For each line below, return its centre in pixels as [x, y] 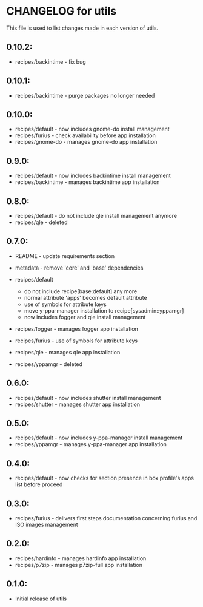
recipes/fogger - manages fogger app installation [76, 328]
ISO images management [47, 525]
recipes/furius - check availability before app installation [85, 135]
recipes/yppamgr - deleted [49, 364]
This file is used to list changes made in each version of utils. [82, 28]
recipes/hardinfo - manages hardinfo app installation [81, 558]
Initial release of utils [41, 599]
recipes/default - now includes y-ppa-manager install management [99, 438]
